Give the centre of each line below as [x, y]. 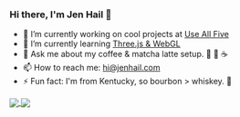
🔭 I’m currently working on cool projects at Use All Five [126, 34]
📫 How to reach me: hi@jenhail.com [91, 68]
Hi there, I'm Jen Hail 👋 [61, 15]
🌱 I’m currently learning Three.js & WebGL [101, 44]
